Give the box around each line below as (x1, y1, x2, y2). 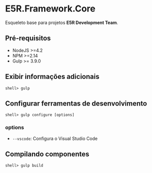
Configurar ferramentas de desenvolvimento (5, 99, 147, 107)
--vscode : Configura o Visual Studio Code (12, 135, 98, 141)
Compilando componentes (5, 150, 90, 158)
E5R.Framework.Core (5, 3, 96, 14)
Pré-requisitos (5, 34, 51, 42)
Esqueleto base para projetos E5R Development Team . (5, 19, 119, 25)
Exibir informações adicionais (5, 72, 100, 81)
